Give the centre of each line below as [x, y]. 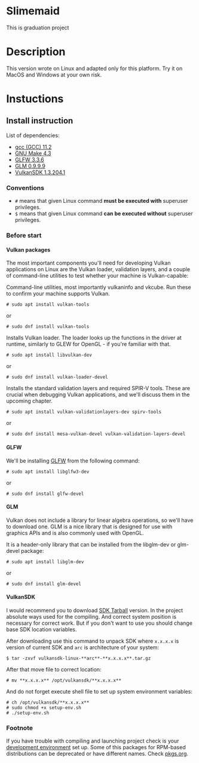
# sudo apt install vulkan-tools [48, 305]
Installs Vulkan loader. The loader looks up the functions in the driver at [94, 338]
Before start [24, 236]
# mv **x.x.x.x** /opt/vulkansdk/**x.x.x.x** [64, 680]
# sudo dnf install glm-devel [44, 584]
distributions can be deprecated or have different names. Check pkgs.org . [97, 754]
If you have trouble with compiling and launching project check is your [93, 741]
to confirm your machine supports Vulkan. [58, 294]
